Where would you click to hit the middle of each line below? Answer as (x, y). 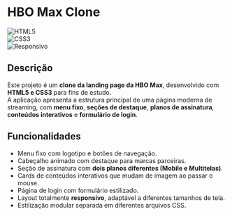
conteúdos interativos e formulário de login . (72, 114)
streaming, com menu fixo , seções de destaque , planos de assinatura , (111, 107)
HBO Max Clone (54, 12)
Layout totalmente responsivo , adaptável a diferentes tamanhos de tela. (121, 198)
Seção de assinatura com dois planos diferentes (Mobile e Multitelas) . (120, 168)
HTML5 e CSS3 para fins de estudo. (59, 92)
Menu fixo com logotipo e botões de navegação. (87, 153)
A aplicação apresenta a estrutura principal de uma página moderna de (110, 100)
